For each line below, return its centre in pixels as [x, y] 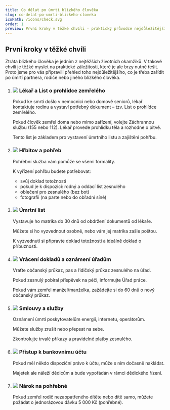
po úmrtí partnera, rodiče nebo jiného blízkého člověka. [63, 77]
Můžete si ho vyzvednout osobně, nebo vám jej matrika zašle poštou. [85, 231]
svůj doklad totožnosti [43, 181]
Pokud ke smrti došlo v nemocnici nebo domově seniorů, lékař [77, 102]
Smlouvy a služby [41, 308]
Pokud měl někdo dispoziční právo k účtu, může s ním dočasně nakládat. [89, 363]
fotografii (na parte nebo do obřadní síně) [63, 197]
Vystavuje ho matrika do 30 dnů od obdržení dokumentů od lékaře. [82, 221]
